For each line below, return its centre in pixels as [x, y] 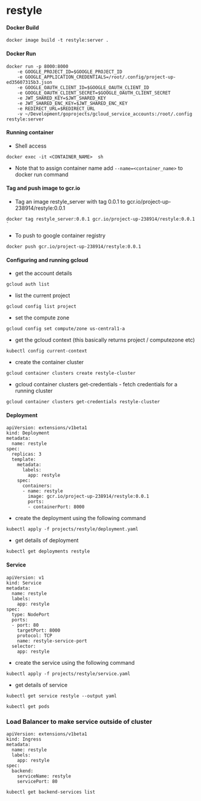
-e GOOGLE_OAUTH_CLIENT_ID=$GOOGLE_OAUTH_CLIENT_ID [83, 87]
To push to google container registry [60, 235]
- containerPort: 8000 [56, 507]
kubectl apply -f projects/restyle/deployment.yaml [72, 529]
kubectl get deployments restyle [48, 551]
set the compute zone [42, 318]
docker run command [42, 174]
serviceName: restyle [44, 776]
